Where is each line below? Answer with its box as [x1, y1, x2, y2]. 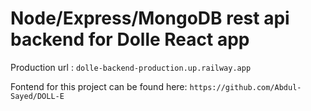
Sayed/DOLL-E [10, 91, 65, 101]
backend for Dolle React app [10, 28, 250, 51]
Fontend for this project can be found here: [10, 80, 188, 92]
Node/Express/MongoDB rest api [10, 7, 290, 30]
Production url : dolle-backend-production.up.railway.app [10, 61, 252, 73]
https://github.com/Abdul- [189, 82, 302, 92]
